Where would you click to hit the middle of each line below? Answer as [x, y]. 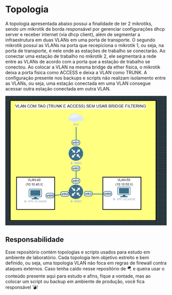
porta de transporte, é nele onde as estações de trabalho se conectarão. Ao [85, 51]
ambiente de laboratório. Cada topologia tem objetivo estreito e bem [77, 257]
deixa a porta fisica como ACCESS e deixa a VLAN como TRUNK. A [76, 72]
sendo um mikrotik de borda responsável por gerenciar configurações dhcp [85, 29]
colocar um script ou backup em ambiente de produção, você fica [75, 281]
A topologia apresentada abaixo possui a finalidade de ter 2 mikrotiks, [79, 24]
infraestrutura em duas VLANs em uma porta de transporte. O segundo [80, 40]
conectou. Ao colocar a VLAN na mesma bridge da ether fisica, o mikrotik [83, 67]
